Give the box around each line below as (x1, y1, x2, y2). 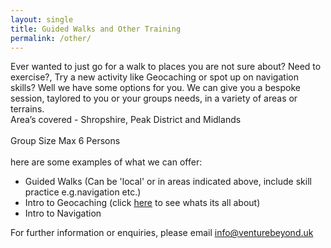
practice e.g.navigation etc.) (24, 186, 142, 198)
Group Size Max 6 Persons (10, 135, 121, 147)
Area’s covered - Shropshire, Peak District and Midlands (10, 114, 242, 126)
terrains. (10, 103, 45, 115)
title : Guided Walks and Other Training (10, 24, 182, 34)
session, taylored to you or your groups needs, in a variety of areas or (10, 92, 298, 105)
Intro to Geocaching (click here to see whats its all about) (24, 197, 261, 209)
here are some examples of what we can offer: (10, 156, 203, 168)
